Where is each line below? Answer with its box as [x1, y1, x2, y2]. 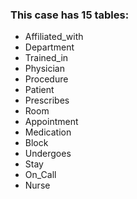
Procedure [24, 73, 69, 85]
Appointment [24, 116, 79, 128]
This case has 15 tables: [10, 8, 130, 22]
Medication [24, 126, 72, 138]
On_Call [24, 169, 57, 181]
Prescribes [24, 94, 70, 107]
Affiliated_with [24, 31, 84, 43]
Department [24, 41, 75, 53]
